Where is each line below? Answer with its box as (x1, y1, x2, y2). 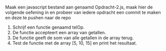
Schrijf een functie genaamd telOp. (12, 24, 85, 30)
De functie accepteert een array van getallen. (12, 30, 106, 35)
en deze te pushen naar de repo (5, 15, 71, 20)
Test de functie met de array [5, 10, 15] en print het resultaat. (12, 40, 137, 46)
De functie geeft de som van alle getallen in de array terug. (12, 35, 134, 41)
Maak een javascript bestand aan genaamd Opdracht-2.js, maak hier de (5, 4, 153, 10)
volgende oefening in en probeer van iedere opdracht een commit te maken (5, 9, 161, 15)
